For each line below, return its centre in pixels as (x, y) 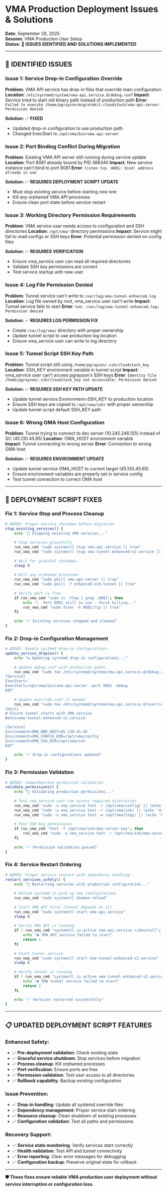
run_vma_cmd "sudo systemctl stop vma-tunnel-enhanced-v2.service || (88, 552)
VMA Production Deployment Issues (82, 9)
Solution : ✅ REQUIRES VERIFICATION (44, 252)
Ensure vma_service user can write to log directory (64, 341)
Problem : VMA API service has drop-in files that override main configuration (83, 89)
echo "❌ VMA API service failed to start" (68, 935)
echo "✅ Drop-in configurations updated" (58, 755)
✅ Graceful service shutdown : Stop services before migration (76, 1058)
